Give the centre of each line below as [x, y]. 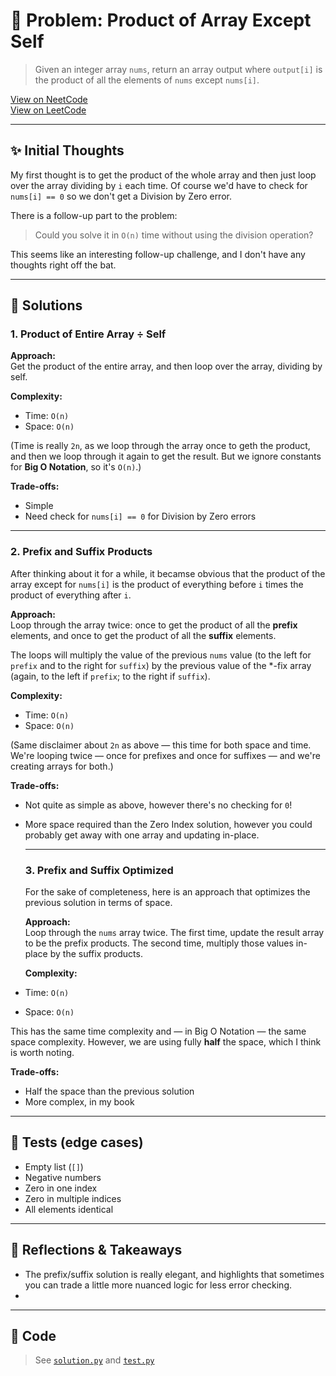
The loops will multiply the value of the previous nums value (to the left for [161, 655]
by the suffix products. [96, 954]
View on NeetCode [49, 99]
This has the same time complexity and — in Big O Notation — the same [158, 1031]
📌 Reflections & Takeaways [96, 1250]
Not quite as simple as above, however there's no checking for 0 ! [158, 805]
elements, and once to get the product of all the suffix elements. [143, 635]
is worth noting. [42, 1053]
